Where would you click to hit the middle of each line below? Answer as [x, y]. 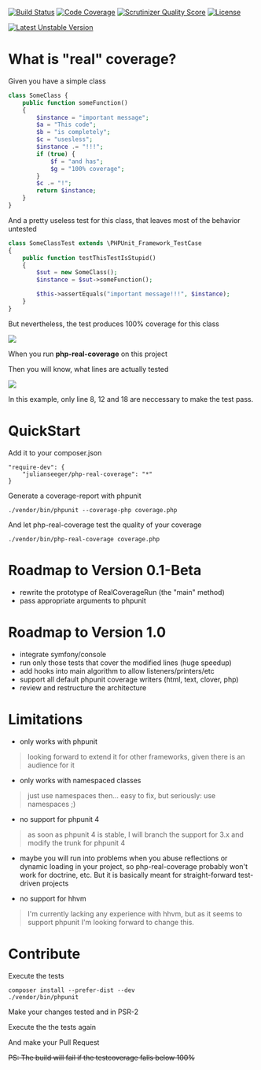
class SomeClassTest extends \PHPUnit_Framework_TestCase [105, 243]
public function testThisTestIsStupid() [89, 258]
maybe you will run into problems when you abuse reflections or [123, 858]
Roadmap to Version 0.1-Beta [105, 570]
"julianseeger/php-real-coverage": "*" [88, 474]
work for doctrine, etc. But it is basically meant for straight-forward [128, 875]
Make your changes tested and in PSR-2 [74, 1012]
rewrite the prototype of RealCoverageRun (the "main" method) [122, 592]
